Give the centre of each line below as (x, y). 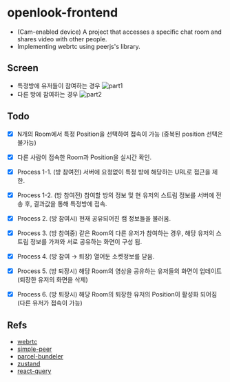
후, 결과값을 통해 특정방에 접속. (66, 203)
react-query (34, 371)
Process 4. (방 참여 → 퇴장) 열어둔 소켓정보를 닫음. (86, 256)
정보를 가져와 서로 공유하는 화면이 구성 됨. (86, 241)
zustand (29, 363)
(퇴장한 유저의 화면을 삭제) (52, 280)
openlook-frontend (63, 13)
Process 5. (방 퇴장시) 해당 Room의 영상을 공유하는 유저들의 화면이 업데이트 (119, 271)
